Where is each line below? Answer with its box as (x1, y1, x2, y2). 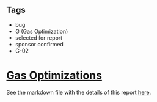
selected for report (15, 34, 63, 42)
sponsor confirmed (15, 40, 64, 48)
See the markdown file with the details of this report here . (6, 89, 152, 96)
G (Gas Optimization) (15, 27, 68, 35)
